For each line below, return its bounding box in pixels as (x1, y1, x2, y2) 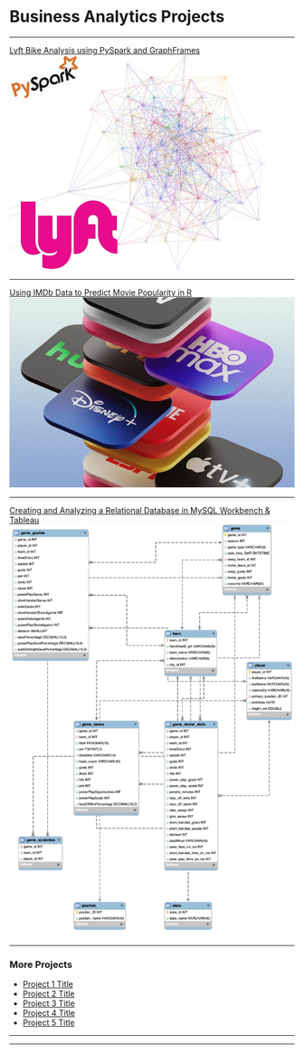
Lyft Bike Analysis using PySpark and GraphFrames (9, 44, 201, 55)
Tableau (9, 514, 40, 525)
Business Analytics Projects (9, 6, 225, 27)
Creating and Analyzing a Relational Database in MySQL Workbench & (9, 504, 271, 515)
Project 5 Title (22, 1017, 75, 1029)
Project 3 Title (22, 998, 75, 1009)
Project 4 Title (22, 1008, 75, 1019)
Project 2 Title (22, 989, 75, 1000)
